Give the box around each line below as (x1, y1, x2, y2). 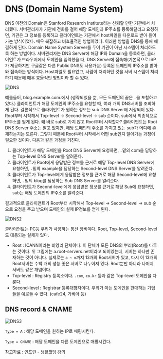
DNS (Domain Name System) (5, 3, 124, 15)
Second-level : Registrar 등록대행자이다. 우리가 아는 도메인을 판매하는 (12, 285, 146, 291)
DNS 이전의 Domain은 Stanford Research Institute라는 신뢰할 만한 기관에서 (5, 20, 150, 26)
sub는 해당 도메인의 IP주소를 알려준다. (12, 189, 85, 195)
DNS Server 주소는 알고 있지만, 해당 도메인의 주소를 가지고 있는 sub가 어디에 (5, 125, 151, 131)
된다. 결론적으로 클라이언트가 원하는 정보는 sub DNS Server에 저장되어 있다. (10, 106, 155, 112)
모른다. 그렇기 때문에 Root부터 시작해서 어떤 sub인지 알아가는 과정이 (26, 131, 156, 137)
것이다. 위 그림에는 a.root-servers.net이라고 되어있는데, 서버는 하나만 (17, 248, 150, 254)
